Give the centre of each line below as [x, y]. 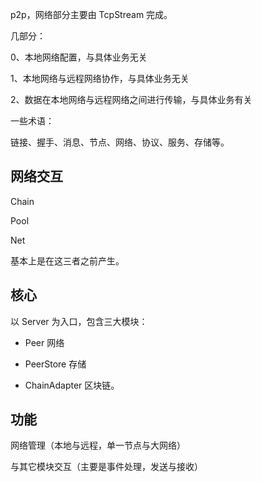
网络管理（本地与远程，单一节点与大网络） [98, 445]
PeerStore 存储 [55, 364]
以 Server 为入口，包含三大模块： [79, 321]
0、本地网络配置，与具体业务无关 [79, 57]
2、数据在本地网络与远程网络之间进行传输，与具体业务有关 [131, 99]
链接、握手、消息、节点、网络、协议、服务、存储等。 [120, 142]
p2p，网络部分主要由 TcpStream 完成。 [91, 14]
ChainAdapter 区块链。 [72, 385]
